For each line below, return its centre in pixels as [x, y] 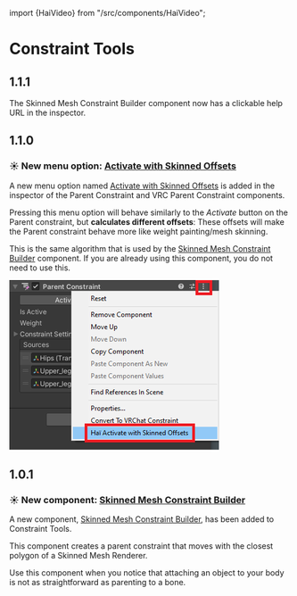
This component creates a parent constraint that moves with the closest [141, 546]
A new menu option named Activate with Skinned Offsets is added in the [142, 186]
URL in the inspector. [48, 112]
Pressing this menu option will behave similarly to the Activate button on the [148, 212]
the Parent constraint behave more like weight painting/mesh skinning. [139, 231]
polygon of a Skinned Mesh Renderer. [78, 556]
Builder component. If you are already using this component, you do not [141, 258]
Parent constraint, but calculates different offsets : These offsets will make [147, 221]
